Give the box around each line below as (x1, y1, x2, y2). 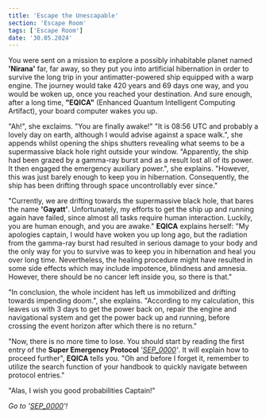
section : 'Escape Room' (8, 19, 87, 27)
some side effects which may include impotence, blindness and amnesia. (8, 264, 248, 273)
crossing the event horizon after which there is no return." (8, 321, 197, 331)
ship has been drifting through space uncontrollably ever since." (8, 180, 218, 191)
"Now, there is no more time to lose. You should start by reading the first (8, 337, 245, 346)
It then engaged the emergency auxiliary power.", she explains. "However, (8, 164, 250, 173)
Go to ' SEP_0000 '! (8, 401, 68, 411)
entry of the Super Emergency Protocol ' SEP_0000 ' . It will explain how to (8, 345, 249, 354)
